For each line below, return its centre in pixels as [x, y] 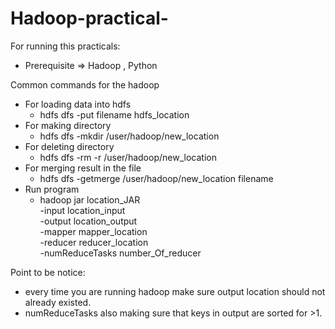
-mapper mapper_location [93, 231]
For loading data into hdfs [78, 104]
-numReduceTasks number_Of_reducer [120, 253]
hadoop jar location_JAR [90, 199]
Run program [52, 189]
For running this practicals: [65, 46]
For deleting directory [69, 146]
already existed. [58, 302]
